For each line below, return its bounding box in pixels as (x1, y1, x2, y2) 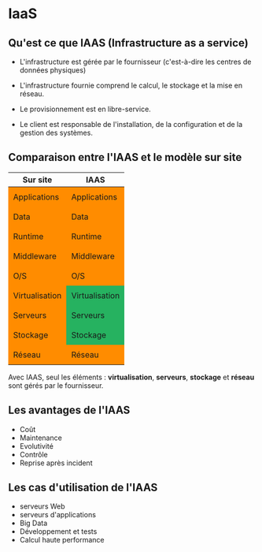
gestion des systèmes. (19, 128, 93, 137)
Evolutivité (19, 441, 54, 450)
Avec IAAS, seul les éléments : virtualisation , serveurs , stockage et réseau (8, 372, 255, 382)
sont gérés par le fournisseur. (8, 380, 104, 390)
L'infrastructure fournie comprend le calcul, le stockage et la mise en (19, 80, 242, 90)
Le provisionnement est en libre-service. (19, 104, 151, 114)
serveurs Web (19, 502, 65, 511)
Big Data (19, 518, 48, 528)
